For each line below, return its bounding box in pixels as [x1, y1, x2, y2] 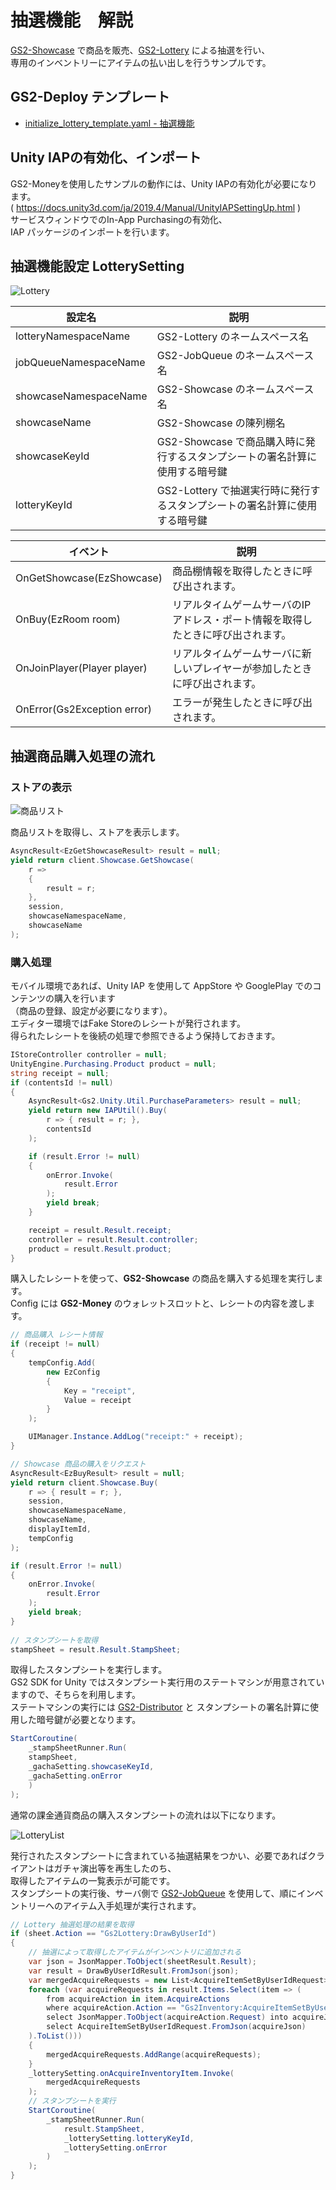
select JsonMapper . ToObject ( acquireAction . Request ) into [46, 2012, 288, 2023]
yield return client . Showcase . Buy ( [10, 1477, 159, 1488]
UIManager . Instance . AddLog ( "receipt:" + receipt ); [28, 1432, 244, 1442]
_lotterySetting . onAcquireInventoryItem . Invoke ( [28, 2068, 235, 2078]
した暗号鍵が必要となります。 [18, 1714, 142, 1726]
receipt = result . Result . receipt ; [28, 1225, 172, 1235]
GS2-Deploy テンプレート [10, 89, 170, 106]
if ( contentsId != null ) [10, 1077, 114, 1088]
